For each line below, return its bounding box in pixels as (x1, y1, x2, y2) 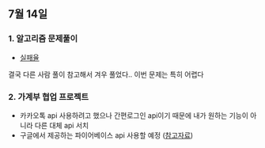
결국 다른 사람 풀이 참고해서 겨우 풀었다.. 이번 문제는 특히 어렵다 (8, 70, 204, 79)
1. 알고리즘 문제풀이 (8, 33, 78, 44)
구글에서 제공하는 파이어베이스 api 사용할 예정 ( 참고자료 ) (19, 130, 194, 140)
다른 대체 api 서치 (34, 120, 89, 130)
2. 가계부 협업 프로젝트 (8, 91, 89, 102)
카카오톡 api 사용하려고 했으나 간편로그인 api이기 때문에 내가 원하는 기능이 (19, 110, 249, 120)
